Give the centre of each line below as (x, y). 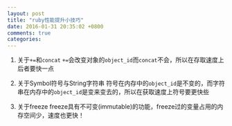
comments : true (29, 33)
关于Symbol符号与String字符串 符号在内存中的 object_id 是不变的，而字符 (121, 83)
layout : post (26, 13)
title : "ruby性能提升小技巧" (46, 20)
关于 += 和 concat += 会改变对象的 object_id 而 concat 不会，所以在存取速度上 (121, 60)
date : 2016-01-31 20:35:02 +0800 (55, 26)
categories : (24, 39)
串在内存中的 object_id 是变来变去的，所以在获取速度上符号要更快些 (113, 92)
